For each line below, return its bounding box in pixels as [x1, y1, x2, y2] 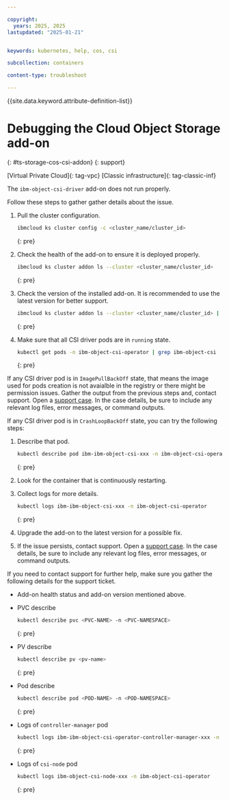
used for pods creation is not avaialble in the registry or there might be [7, 381, 206, 390]
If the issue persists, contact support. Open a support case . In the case [16, 542, 217, 550]
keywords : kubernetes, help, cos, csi [7, 47, 118, 54]
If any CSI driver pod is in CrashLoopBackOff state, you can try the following [7, 416, 217, 425]
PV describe [16, 643, 52, 651]
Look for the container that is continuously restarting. [16, 476, 167, 484]
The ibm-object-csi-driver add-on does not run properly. [7, 185, 171, 193]
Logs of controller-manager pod [16, 720, 108, 729]
